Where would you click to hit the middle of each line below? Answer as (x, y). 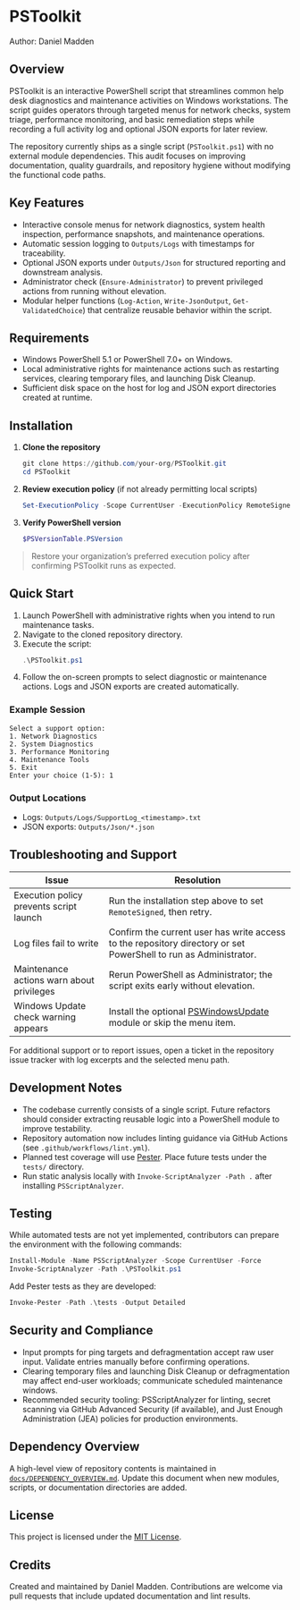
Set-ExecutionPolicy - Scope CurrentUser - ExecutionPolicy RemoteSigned (158, 505)
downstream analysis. (62, 272)
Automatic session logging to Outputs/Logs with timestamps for (138, 243)
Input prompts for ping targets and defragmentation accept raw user (148, 1352)
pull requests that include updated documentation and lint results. (130, 1596)
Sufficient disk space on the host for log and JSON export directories (149, 388)
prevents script (46, 906)
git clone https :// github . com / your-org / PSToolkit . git (124, 464)
